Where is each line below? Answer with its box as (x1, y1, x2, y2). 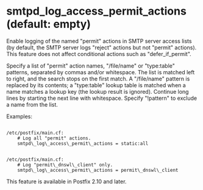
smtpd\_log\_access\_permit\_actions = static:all (17, 140, 149, 147)
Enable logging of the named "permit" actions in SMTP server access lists (6, 37, 192, 44)
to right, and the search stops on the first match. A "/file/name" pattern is (6, 75, 190, 82)
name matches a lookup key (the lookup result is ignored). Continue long (6, 88, 189, 95)
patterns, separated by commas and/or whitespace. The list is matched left (6, 68, 195, 76)
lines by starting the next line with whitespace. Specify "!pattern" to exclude (6, 94, 197, 102)
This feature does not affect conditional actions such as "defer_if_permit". (6, 50, 192, 57)
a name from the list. (6, 100, 58, 108)
